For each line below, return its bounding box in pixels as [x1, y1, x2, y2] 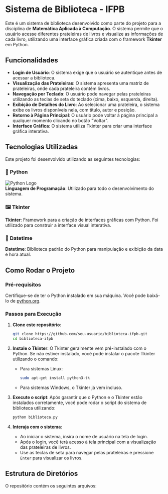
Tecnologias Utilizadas [5, 143, 78, 151]
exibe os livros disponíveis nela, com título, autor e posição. [12, 107, 136, 113]
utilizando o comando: [12, 356, 59, 362]
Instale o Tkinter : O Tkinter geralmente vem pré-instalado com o [12, 345, 147, 351]
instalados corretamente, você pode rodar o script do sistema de [12, 400, 147, 406]
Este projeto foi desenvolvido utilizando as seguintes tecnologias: [5, 156, 140, 162]
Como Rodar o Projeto [5, 266, 75, 274]
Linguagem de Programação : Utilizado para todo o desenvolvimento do [5, 185, 154, 191]
